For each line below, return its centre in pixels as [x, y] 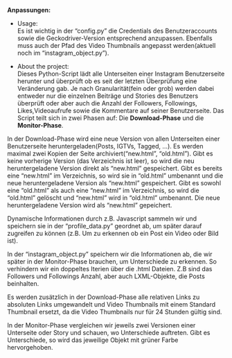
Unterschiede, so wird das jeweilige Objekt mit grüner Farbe [93, 340]
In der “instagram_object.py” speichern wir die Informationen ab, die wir [110, 254]
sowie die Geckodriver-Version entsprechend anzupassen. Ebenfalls [115, 38]
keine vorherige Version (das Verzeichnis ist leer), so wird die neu [101, 161]
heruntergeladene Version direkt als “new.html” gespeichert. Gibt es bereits [115, 168]
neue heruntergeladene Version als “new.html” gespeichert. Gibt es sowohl [114, 183]
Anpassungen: [29, 10]
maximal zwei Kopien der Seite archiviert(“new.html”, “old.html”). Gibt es [110, 153]
